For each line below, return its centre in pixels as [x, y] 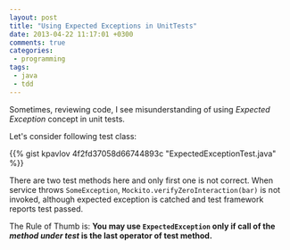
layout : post [33, 17]
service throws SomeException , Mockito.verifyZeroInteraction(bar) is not [145, 189]
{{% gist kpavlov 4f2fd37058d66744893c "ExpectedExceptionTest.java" [143, 154]
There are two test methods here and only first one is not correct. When [141, 180]
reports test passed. [46, 208]
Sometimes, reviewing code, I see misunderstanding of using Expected [140, 109]
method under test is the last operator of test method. [111, 235]
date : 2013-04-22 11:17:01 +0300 [71, 34]
